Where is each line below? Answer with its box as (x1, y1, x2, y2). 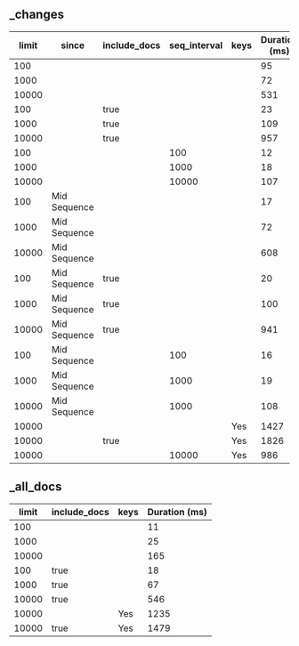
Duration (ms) (147, 505, 207, 518)
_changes (9, 7, 65, 22)
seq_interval (168, 39, 223, 52)
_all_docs (9, 480, 62, 495)
